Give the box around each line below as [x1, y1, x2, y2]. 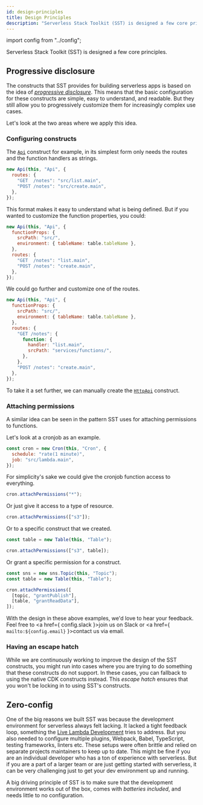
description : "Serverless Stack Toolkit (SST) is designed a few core [6, 20, 188, 26]
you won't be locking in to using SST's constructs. [6, 682, 131, 689]
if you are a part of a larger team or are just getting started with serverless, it [6, 761, 197, 768]
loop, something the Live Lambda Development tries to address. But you [6, 729, 186, 736]
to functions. [6, 422, 38, 429]
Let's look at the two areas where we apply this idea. [6, 119, 138, 127]
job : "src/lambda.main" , [11, 456, 74, 463]
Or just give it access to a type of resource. [6, 502, 114, 510]
